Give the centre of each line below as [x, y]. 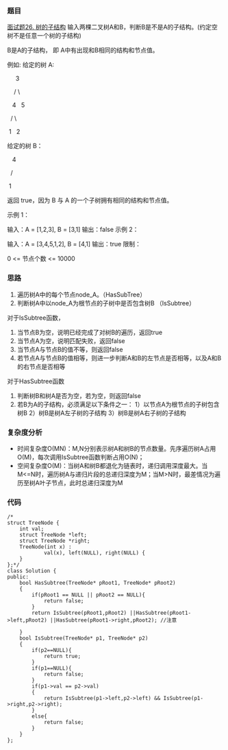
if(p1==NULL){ [52, 668]
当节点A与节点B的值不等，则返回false [70, 349]
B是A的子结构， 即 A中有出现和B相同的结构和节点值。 [83, 50]
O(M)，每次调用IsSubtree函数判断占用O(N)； [80, 457]
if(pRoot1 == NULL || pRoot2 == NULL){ [89, 595]
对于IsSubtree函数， [36, 318]
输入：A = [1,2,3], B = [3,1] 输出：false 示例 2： [73, 230]
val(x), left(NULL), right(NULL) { [94, 553]
